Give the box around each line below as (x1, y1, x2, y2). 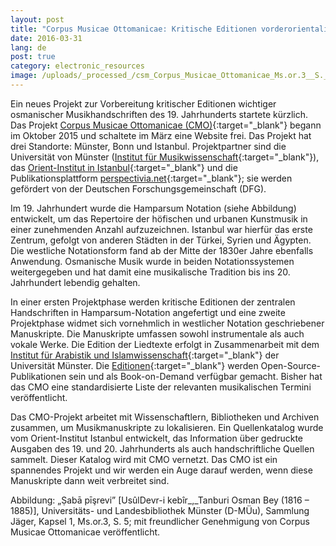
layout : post (10, 14, 65, 25)
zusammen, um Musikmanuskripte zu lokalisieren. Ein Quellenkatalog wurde (10, 421, 324, 433)
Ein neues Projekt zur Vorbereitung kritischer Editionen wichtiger (10, 97, 277, 110)
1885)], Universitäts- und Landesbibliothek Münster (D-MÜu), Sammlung (10, 504, 310, 516)
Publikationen (10, 370, 67, 382)
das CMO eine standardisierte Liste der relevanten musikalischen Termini (10, 381, 312, 393)
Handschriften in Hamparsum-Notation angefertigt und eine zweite (10, 306, 286, 318)
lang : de (10, 42, 47, 53)
